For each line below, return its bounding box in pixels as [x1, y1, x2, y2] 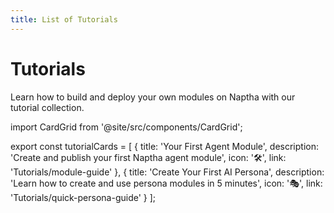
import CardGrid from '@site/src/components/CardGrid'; [10, 121, 243, 133]
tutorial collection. [10, 101, 85, 113]
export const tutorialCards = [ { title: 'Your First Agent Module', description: [10, 140, 319, 152]
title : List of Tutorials [10, 14, 118, 25]
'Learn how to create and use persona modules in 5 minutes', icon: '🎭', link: [10, 177, 323, 189]
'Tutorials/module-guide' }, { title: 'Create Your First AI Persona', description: [10, 166, 325, 178]
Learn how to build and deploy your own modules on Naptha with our [10, 91, 296, 103]
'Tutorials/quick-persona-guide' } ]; [10, 191, 157, 203]
